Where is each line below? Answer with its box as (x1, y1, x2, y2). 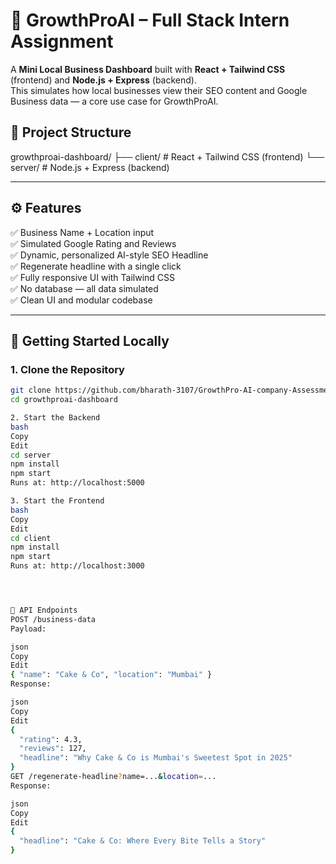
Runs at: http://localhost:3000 (10, 561, 145, 571)
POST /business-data (10, 614, 97, 624)
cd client (10, 533, 52, 543)
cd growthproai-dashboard (10, 395, 118, 405)
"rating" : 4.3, (19, 734, 83, 744)
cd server (10, 450, 52, 460)
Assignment (10, 30, 114, 53)
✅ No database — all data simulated (10, 282, 159, 294)
